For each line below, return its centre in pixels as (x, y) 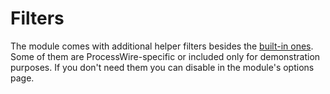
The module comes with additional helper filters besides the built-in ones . (162, 46)
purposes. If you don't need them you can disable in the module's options (162, 67)
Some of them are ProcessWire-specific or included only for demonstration (165, 56)
